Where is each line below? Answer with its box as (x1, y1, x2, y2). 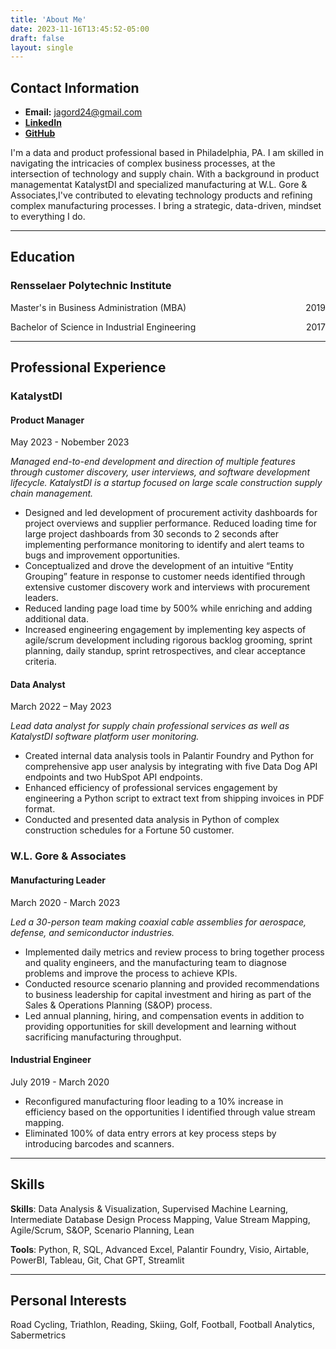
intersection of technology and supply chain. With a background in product (10, 168, 320, 180)
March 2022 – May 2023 (10, 701, 112, 713)
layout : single (10, 42, 74, 53)
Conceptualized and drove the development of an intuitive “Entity (24, 560, 294, 572)
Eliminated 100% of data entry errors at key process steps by (24, 1127, 277, 1139)
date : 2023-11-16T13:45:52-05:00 (10, 24, 150, 34)
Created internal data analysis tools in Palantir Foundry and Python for (24, 750, 314, 762)
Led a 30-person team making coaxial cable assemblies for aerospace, (10, 916, 307, 928)
